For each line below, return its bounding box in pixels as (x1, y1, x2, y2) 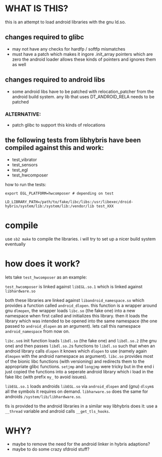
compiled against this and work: (5, 144, 104, 152)
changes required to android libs (5, 76, 105, 84)
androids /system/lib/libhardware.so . (5, 393, 81, 399)
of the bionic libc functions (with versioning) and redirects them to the (5, 358, 145, 364)
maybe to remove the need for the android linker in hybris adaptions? (12, 441, 150, 447)
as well (12, 61, 27, 67)
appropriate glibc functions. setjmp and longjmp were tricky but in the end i (5, 363, 154, 369)
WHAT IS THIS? (5, 3, 69, 14)
